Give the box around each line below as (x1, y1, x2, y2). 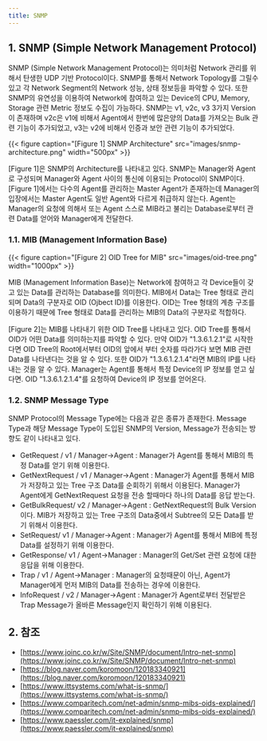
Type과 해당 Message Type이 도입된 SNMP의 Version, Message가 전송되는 (8, 424, 248, 433)
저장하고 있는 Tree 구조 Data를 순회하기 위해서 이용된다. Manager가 (28, 480, 241, 491)
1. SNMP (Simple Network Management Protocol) (8, 41, 257, 55)
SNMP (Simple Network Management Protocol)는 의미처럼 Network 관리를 (8, 63, 249, 73)
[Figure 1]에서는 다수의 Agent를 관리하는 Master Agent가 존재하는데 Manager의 (8, 184, 260, 194)
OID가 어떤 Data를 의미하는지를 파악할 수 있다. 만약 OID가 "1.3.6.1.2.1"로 (8, 334, 233, 344)
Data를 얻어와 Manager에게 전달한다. (16, 214, 134, 223)
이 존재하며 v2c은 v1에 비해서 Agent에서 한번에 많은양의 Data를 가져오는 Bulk (8, 113, 250, 123)
